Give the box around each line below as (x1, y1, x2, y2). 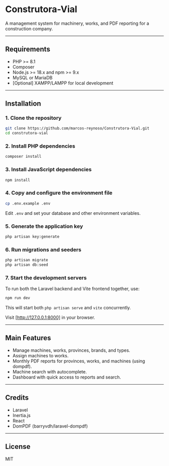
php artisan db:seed (5, 262, 49, 267)
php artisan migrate (5, 258, 49, 263)
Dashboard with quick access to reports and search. (12, 374, 121, 380)
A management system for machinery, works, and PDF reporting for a (5, 20, 149, 26)
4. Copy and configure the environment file (5, 190, 113, 197)
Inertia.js (12, 412, 31, 418)
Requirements (5, 45, 50, 54)
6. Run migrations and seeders (5, 246, 81, 253)
